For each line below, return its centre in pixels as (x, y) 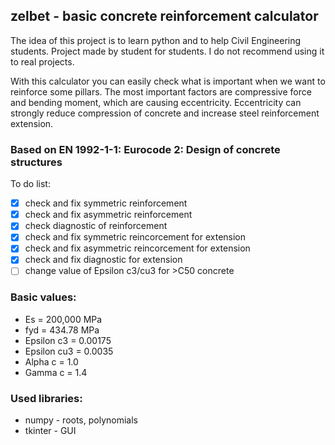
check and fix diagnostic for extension (103, 260)
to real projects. (42, 61)
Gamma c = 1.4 (56, 372)
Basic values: (43, 297)
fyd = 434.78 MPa (62, 330)
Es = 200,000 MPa (63, 319)
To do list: (30, 184)
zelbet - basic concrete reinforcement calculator (164, 16)
